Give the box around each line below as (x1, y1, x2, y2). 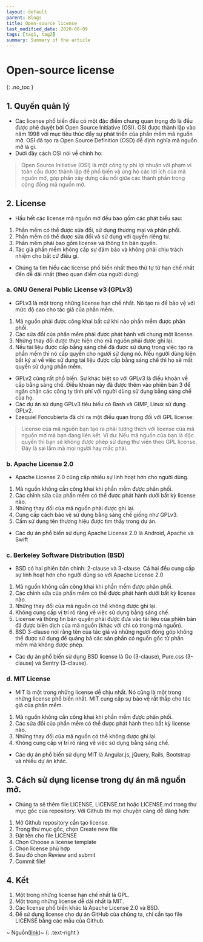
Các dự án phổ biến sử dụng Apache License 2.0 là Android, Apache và (15, 530, 194, 537)
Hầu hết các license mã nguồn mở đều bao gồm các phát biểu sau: (15, 214, 183, 222)
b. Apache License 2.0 (6, 460, 74, 468)
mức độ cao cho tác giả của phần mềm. (15, 305, 115, 313)
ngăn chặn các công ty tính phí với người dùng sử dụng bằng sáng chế (15, 387, 192, 395)
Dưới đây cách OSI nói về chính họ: (15, 150, 103, 157)
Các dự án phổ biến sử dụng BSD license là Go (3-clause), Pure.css (15, 653, 184, 660)
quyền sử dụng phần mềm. (15, 362, 82, 370)
